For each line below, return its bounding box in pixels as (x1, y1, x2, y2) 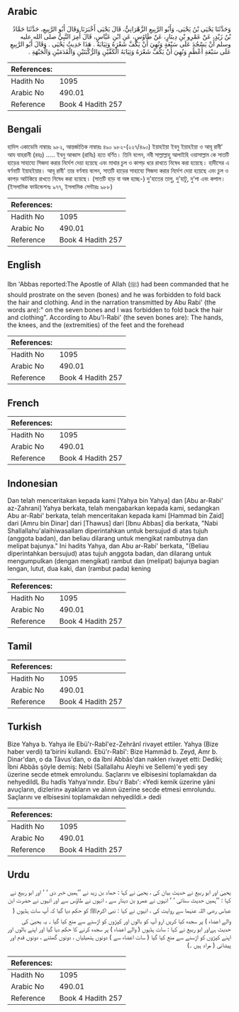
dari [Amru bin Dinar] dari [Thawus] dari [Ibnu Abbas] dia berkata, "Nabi (7, 519, 218, 528)
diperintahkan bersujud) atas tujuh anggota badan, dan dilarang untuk (7, 549, 211, 558)
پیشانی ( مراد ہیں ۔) (187, 940, 231, 949)
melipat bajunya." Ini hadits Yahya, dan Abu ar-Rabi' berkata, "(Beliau (7, 542, 209, 550)
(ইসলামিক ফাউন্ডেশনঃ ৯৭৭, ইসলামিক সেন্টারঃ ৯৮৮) (7, 182, 113, 191)
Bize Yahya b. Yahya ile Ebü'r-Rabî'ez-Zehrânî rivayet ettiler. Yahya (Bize (7, 740, 218, 748)
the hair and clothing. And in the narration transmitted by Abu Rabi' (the (7, 298, 216, 307)
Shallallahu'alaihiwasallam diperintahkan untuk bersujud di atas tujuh (7, 526, 209, 536)
